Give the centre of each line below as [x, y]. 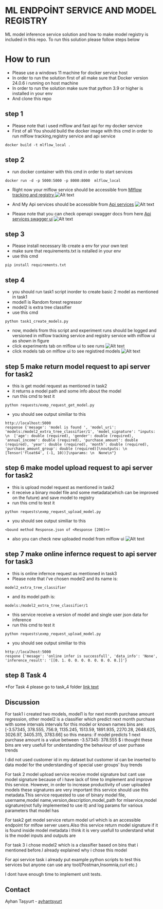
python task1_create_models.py [37, 322]
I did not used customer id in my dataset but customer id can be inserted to [81, 760]
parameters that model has [32, 811]
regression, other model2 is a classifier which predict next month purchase [80, 719]
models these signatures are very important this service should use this [77, 790]
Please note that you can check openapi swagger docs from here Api [81, 213]
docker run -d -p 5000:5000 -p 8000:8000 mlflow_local [63, 180]
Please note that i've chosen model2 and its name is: [65, 579]
